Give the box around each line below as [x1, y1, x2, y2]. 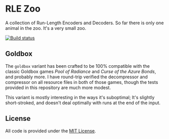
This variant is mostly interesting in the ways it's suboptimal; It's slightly [5, 94, 155, 100]
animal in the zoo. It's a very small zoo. [5, 25, 87, 31]
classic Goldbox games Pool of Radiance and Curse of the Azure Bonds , [5, 68, 156, 74]
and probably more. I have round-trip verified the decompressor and [5, 74, 148, 80]
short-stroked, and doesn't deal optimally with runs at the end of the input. [5, 100, 161, 106]
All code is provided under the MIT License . [5, 127, 96, 134]
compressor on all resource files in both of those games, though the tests [5, 79, 158, 85]
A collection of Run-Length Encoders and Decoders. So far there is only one [5, 20, 164, 26]
